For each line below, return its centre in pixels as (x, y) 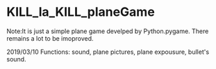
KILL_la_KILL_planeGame (81, 12)
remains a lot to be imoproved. (50, 38)
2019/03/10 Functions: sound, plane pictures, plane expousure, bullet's (108, 52)
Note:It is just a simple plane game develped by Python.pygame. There (108, 31)
